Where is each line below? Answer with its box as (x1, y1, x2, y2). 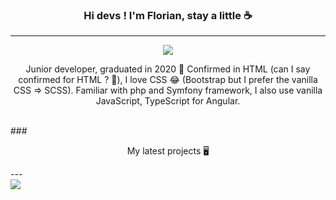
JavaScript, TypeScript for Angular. (95, 95, 241, 107)
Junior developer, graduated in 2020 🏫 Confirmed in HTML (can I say (25, 63, 311, 75)
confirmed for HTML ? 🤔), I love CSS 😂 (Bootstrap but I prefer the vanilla (18, 74, 318, 86)
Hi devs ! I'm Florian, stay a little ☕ (83, 8, 253, 22)
